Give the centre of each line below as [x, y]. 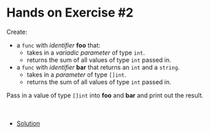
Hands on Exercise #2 [70, 13]
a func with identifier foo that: [58, 45]
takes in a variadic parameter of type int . [86, 52]
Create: [17, 32]
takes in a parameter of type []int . [76, 75]
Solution [28, 123]
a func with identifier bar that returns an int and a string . [98, 67]
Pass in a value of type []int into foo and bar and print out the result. [105, 95]
